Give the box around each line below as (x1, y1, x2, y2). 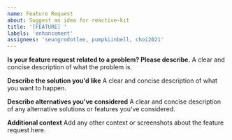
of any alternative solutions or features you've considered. (7, 105, 176, 113)
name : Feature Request (7, 10, 73, 17)
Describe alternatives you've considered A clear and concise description (7, 97, 222, 106)
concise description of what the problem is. (7, 63, 133, 71)
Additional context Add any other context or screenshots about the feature (7, 118, 224, 127)
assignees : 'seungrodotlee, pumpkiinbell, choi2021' (7, 36, 164, 43)
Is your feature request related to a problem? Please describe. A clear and (7, 55, 225, 64)
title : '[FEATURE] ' (7, 23, 68, 30)
